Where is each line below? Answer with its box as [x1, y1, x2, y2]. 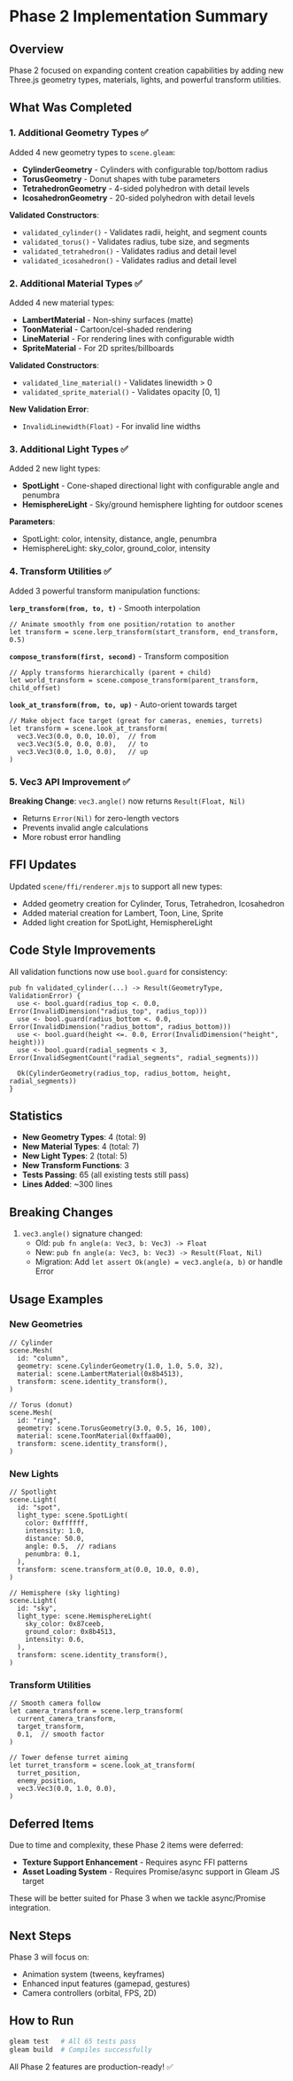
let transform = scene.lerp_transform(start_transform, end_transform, [9, 627, 279, 636]
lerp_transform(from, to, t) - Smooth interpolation [9, 602, 201, 613]
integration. [9, 1903, 51, 1913]
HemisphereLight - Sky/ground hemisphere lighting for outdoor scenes [21, 499, 283, 510]
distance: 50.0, [25, 1535, 86, 1543]
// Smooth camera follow [9, 1699, 101, 1708]
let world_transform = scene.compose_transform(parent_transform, [9, 676, 259, 685]
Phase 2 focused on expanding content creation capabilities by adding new [9, 65, 284, 75]
